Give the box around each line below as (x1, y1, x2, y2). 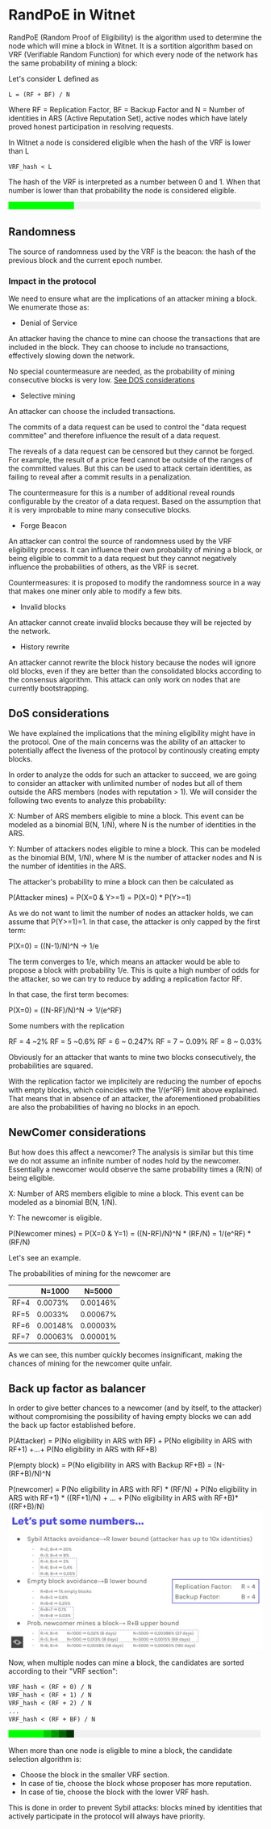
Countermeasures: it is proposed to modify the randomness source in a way (8, 578, 261, 588)
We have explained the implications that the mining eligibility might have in (8, 728, 256, 737)
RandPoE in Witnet (8, 6, 135, 24)
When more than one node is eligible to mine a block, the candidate (8, 1746, 232, 1755)
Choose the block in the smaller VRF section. (19, 1770, 169, 1780)
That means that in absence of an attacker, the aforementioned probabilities (8, 1093, 261, 1103)
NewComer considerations (8, 1126, 147, 1139)
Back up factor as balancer (8, 1382, 147, 1396)
